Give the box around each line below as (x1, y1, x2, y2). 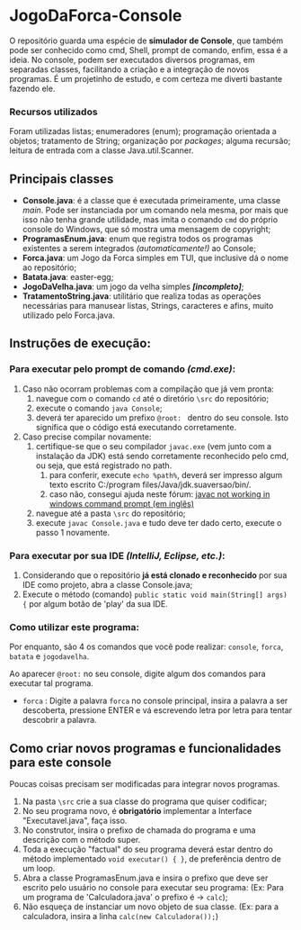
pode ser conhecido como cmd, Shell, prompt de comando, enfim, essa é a (9, 44, 288, 55)
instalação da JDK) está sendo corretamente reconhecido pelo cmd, (35, 450, 289, 461)
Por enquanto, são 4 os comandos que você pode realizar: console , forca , (9, 641, 284, 653)
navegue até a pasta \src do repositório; (35, 508, 186, 519)
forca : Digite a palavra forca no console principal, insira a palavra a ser (22, 695, 288, 707)
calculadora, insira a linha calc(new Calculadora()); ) (22, 911, 219, 922)
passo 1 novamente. (35, 527, 111, 537)
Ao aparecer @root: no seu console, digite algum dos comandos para (9, 668, 267, 680)
